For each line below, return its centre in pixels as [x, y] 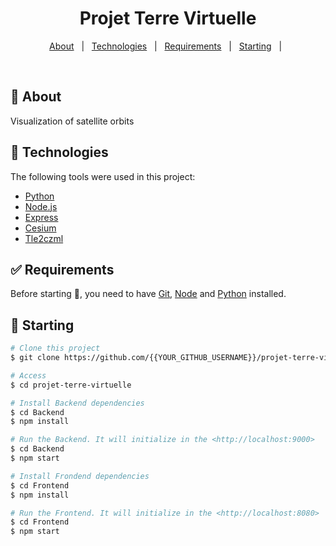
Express [41, 217]
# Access [28, 375]
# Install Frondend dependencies [80, 476]
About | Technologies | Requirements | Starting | [166, 46]
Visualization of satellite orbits [72, 121]
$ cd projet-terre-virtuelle [71, 385]
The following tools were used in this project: [103, 176]
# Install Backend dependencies [77, 403]
